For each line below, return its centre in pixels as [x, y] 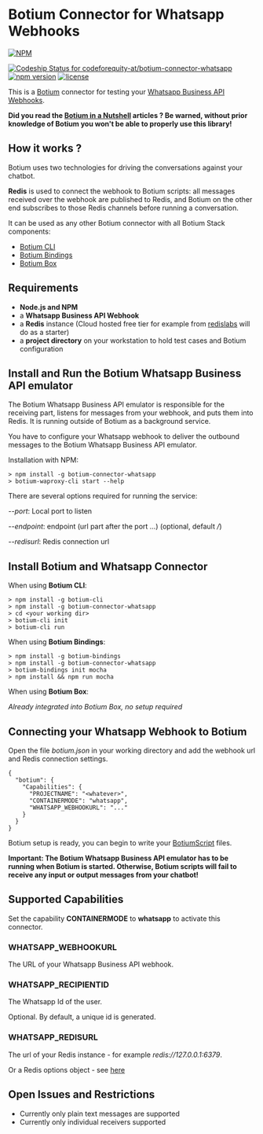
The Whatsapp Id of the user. [55, 1002]
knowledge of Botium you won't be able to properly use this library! [120, 123]
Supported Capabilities [66, 899]
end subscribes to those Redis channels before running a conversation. [124, 208]
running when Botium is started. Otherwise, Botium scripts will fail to [122, 866]
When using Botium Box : [48, 692]
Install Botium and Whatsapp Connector [108, 567]
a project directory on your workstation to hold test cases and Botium [133, 341]
